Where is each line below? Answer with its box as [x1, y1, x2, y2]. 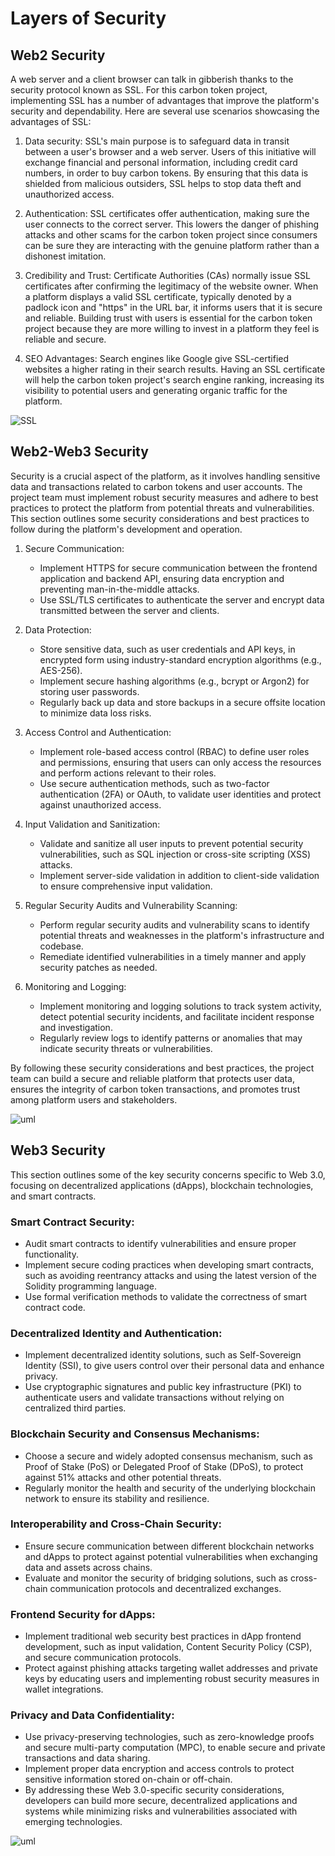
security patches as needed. [39, 961, 158, 973]
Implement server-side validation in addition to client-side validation [39, 869, 320, 881]
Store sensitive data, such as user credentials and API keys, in [39, 643, 296, 655]
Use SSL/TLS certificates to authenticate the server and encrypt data [39, 593, 325, 606]
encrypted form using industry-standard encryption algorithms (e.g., [39, 653, 322, 666]
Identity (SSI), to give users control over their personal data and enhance [24, 1360, 325, 1372]
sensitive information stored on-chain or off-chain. [24, 1773, 233, 1786]
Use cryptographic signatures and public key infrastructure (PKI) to [24, 1381, 302, 1393]
